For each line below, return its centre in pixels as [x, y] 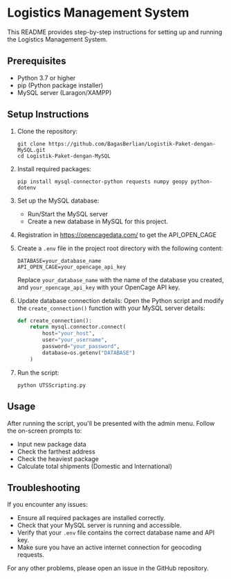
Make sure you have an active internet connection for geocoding [109, 547]
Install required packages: [54, 168]
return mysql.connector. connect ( [78, 327]
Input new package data [52, 444]
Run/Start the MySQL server [68, 214]
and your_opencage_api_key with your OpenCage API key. [99, 287]
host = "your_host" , [69, 334]
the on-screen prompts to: [45, 431]
